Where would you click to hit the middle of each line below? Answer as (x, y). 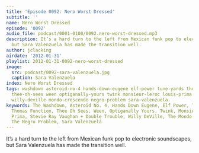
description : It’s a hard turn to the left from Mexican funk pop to (94, 39)
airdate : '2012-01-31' (34, 56)
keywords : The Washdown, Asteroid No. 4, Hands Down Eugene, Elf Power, (98, 105)
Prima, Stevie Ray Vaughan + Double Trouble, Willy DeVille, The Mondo (102, 116)
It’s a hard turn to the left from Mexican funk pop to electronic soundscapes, (99, 139)
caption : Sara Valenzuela (44, 78)
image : (14, 67)
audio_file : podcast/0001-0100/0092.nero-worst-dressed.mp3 (82, 34)
